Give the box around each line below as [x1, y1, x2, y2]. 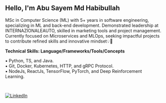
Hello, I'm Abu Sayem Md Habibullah [5, 4, 120, 12]
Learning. [5, 73, 25, 79]
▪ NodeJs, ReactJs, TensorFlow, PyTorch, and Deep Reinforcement [5, 68, 142, 74]
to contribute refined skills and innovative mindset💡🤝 [5, 38, 113, 44]
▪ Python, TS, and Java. [5, 57, 54, 63]
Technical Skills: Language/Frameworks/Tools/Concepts [5, 48, 125, 54]
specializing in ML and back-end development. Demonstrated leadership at [5, 22, 159, 28]
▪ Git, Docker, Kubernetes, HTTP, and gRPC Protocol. [5, 63, 114, 69]
